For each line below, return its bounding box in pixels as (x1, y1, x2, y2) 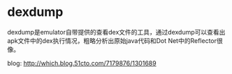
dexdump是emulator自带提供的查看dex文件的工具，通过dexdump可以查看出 (7, 28, 226, 36)
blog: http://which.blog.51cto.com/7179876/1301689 (7, 59, 157, 67)
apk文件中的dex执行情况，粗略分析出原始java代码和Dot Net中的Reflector (7, 36, 217, 45)
